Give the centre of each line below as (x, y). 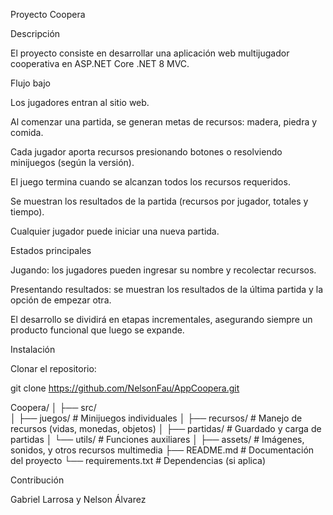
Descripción (35, 33)
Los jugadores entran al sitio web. (80, 102)
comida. (27, 132)
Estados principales (51, 250)
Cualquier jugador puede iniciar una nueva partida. (115, 231)
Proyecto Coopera (48, 14)
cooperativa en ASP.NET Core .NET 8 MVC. (100, 63)
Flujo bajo (31, 83)
